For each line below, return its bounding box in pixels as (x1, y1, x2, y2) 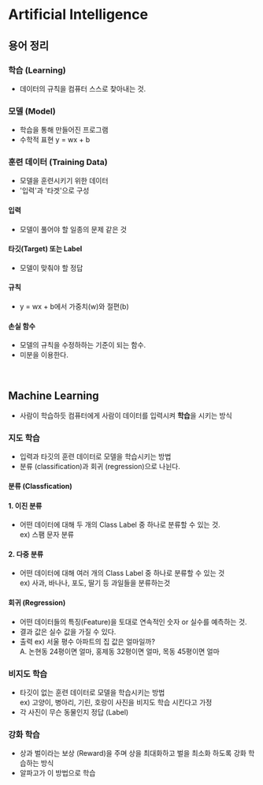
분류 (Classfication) (8, 481, 72, 490)
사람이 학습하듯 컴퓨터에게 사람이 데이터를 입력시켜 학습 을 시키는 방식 (19, 411, 232, 420)
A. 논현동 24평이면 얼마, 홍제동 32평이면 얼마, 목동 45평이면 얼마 (19, 646, 220, 656)
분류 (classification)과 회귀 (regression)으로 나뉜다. (19, 462, 181, 471)
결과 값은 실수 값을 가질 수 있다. (19, 626, 117, 637)
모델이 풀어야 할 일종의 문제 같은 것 (19, 224, 128, 234)
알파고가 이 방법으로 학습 (19, 768, 96, 778)
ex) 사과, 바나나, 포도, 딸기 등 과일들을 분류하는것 (19, 578, 171, 588)
